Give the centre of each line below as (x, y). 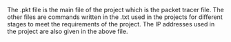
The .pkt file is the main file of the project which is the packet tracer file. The (115, 10)
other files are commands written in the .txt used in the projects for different (115, 17)
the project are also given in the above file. (68, 31)
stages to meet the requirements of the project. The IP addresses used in (111, 24)
